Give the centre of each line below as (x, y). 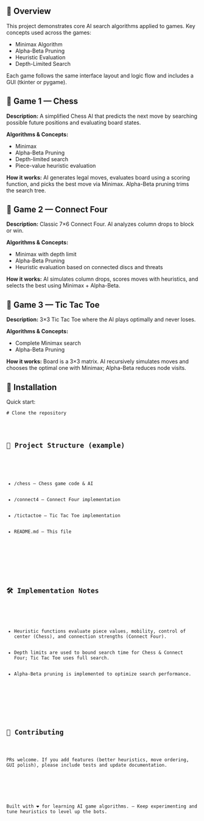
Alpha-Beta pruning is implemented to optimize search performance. (103, 674)
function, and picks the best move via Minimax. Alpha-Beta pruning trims (98, 184)
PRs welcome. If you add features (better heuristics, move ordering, (98, 760)
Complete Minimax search (48, 343)
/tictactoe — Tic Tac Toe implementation (67, 515)
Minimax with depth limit (46, 255)
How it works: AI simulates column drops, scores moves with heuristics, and (102, 279)
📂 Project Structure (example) (66, 445)
